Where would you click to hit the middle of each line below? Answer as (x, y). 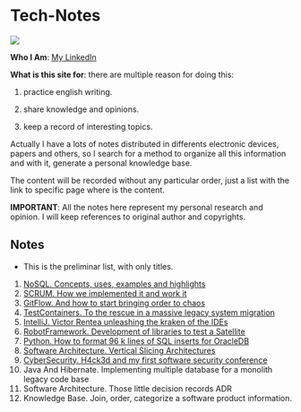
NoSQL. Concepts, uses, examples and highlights (114, 284)
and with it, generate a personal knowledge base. (101, 163)
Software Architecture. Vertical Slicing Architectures (119, 350)
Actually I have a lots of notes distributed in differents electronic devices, (145, 143)
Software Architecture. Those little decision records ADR (127, 388)
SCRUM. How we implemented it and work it (105, 293)
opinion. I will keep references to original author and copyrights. (128, 217)
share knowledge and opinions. (81, 109)
